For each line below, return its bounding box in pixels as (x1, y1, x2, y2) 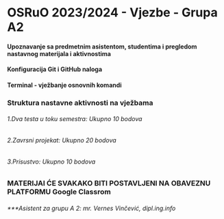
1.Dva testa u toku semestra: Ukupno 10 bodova (7, 115, 142, 123)
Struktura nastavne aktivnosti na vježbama (7, 98, 153, 107)
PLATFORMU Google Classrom (7, 187, 111, 196)
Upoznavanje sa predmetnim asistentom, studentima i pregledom (7, 42, 197, 51)
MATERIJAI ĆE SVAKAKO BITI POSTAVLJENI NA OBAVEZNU (7, 179, 211, 188)
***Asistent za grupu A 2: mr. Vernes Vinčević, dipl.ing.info (7, 204, 176, 212)
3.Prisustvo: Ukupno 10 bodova (7, 157, 96, 166)
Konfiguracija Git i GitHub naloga (7, 65, 103, 73)
